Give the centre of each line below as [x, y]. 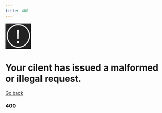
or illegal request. [44, 78]
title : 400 [17, 11]
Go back [14, 93]
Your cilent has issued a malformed [82, 68]
